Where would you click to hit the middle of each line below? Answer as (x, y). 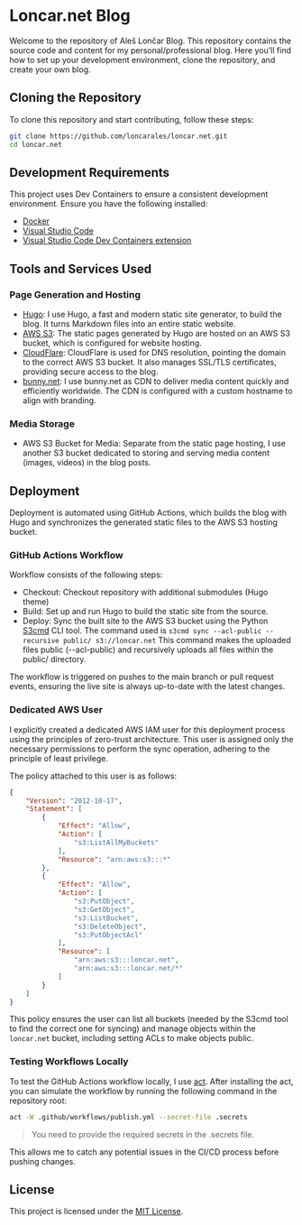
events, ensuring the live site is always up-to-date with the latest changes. (147, 686)
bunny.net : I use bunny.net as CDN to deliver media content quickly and (156, 381)
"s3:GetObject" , (104, 909)
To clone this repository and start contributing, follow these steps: (132, 119)
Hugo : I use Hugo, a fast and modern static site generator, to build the (152, 314)
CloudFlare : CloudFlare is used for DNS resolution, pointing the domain (154, 352)
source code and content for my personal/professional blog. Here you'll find (150, 50)
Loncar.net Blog (70, 16)
